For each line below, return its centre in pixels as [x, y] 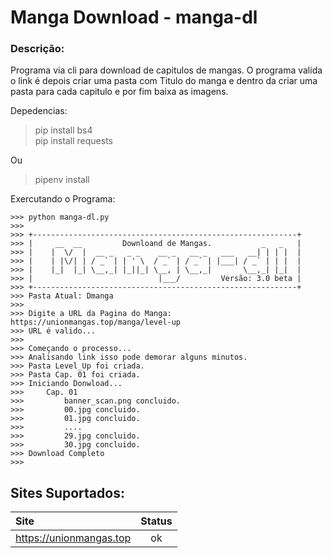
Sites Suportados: [67, 492]
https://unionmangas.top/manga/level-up [96, 322]
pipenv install [62, 180]
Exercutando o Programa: [63, 199]
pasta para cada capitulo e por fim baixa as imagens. [119, 92]
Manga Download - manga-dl [134, 17]
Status [156, 521]
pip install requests [73, 141]
